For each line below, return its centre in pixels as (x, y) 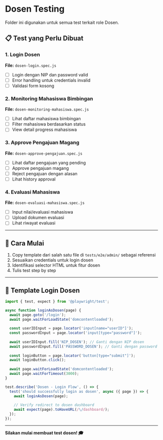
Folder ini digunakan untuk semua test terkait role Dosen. (62, 22)
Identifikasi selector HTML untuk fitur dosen (56, 265)
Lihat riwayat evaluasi (34, 223)
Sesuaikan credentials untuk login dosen (53, 260)
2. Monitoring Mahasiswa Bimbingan (49, 98)
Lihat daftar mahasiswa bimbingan (46, 119)
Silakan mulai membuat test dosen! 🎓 (44, 433)
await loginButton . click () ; (38, 360)
